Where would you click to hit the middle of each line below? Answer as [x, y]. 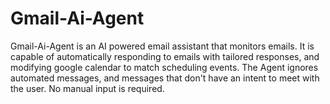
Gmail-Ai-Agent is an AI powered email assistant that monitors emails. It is [162, 46]
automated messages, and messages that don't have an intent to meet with [165, 78]
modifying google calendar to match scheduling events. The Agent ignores [164, 67]
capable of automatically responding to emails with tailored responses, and [165, 56]
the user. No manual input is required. [87, 88]
